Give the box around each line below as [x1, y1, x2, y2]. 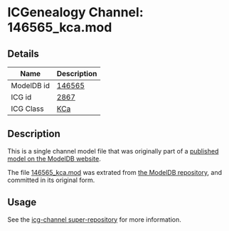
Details [7, 48, 39, 60]
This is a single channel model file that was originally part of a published [7, 146, 219, 155]
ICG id [11, 92, 32, 102]
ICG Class [11, 104, 44, 114]
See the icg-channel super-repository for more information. [7, 215, 181, 224]
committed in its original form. [7, 176, 95, 184]
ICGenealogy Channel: [7, 4, 144, 21]
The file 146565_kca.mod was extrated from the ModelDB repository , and [7, 168, 223, 176]
